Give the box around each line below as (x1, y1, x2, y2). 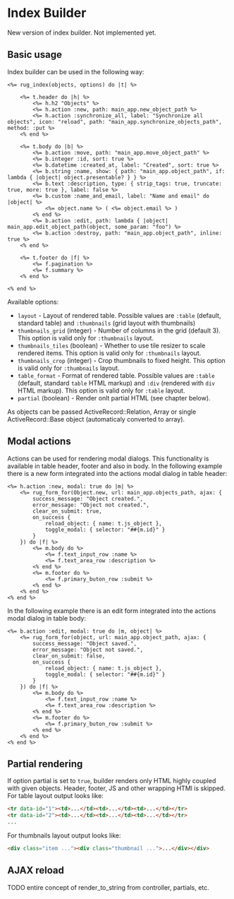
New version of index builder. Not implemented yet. (7, 28, 156, 37)
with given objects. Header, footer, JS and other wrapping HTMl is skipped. (7, 784, 226, 792)
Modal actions (7, 436, 72, 448)
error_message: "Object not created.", (32, 501, 150, 508)
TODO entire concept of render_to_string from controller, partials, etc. (7, 883, 209, 891)
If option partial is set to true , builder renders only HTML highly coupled (7, 777, 216, 785)
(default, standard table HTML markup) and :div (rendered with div (17, 379, 215, 387)
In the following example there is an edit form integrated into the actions (7, 606, 216, 615)
